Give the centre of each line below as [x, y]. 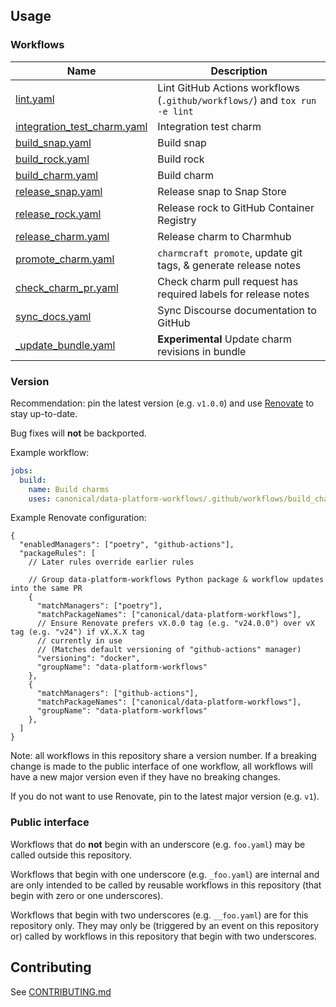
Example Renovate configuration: [78, 518]
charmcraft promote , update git [230, 252]
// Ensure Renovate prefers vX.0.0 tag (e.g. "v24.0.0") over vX [175, 624]
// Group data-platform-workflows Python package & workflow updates [176, 580]
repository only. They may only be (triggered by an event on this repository [165, 925]
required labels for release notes [233, 294]
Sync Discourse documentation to [237, 310]
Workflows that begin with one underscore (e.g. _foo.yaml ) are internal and [165, 874]
